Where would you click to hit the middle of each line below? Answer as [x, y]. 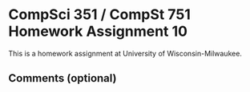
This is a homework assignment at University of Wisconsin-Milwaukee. [125, 53]
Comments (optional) [63, 78]
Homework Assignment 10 [98, 31]
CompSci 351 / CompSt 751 [99, 15]
